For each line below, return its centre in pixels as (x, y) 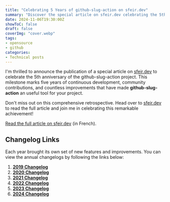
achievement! (19, 114)
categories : (18, 52)
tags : (11, 39)
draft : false (19, 29)
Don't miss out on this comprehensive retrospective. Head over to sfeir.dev (83, 103)
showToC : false (21, 24)
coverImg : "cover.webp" (30, 33)
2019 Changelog (30, 167)
